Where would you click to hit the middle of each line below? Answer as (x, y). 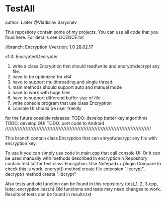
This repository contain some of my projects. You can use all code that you (82, 32)
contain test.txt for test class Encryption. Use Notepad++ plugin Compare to (83, 163)
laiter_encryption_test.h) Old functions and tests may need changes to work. (83, 189)
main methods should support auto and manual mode (67, 87)
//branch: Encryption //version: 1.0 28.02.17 (49, 47)
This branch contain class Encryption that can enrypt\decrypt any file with (81, 138)
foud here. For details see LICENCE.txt (44, 37)
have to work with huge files (41, 92)
